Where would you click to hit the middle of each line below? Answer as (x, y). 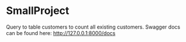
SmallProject (38, 11)
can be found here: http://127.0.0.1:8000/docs (61, 33)
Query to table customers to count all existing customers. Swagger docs (93, 27)
